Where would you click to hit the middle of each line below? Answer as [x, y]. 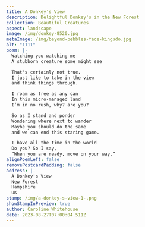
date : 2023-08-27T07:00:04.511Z [46, 215]
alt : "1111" [21, 45]
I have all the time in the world [54, 143]
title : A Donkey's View [36, 12]
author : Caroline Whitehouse [42, 209]
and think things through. [45, 83]
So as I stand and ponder [44, 116]
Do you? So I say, [34, 149]
